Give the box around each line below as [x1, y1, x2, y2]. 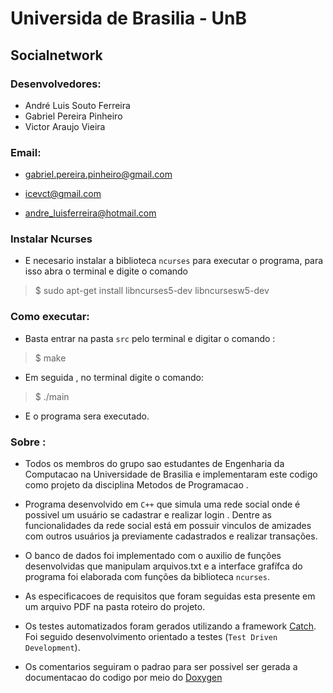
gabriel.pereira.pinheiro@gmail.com [24, 168, 173, 181]
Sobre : [10, 435, 47, 449]
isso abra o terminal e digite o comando [24, 265, 189, 277]
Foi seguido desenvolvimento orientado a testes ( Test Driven [24, 631, 278, 643]
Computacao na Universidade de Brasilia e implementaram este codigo [24, 468, 318, 481]
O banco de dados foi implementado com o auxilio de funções [24, 550, 282, 562]
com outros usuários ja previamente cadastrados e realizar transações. [24, 530, 318, 542]
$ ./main [34, 390, 70, 402]
